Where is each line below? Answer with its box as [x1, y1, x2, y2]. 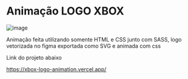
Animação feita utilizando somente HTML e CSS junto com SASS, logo [6, 36, 182, 43]
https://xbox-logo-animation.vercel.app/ [6, 65, 107, 73]
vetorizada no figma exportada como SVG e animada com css [6, 42, 161, 49]
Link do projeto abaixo [6, 54, 62, 61]
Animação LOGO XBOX [6, 4, 124, 18]
